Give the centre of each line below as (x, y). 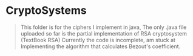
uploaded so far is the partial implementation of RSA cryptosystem (104, 33)
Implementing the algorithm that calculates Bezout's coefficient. (100, 46)
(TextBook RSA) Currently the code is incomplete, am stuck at (98, 40)
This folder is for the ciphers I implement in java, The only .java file (103, 27)
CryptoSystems (46, 11)
